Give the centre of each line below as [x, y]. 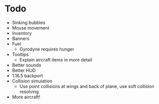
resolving [29, 91]
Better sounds [26, 65]
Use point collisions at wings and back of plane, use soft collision [87, 86]
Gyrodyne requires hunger [47, 49]
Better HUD [24, 70]
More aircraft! [26, 97]
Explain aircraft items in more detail [56, 59]
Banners [21, 38]
